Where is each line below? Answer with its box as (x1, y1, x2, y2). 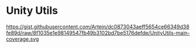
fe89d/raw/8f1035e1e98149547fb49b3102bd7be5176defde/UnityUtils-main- (6, 29, 190, 36)
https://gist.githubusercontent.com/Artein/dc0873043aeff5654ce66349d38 (6, 23, 190, 30)
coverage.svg (6, 35, 39, 42)
